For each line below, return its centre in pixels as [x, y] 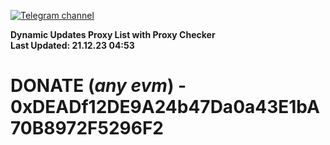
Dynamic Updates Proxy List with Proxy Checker [113, 34]
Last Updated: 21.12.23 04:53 [72, 45]
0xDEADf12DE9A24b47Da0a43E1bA [165, 107]
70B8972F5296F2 [87, 128]
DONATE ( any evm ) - [98, 86]
